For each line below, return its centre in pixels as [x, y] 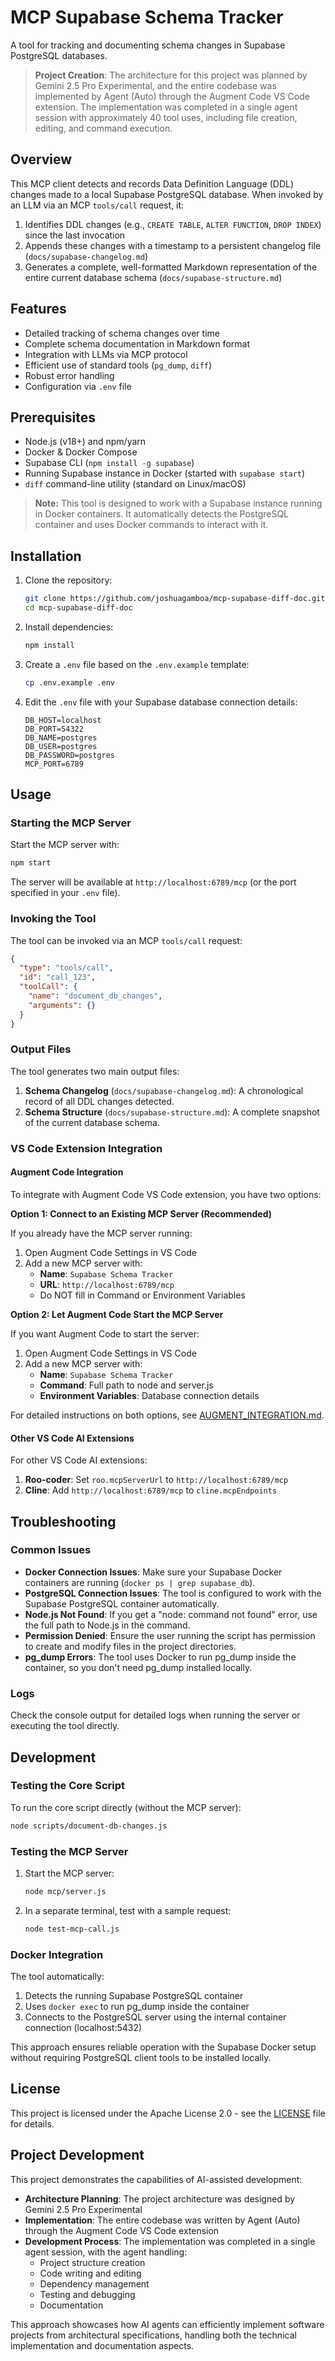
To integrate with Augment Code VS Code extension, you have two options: [166, 1194]
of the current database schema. [92, 1122]
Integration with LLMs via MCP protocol [106, 354]
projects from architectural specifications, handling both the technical [153, 2335]
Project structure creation [92, 2262]
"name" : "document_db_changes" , [95, 996]
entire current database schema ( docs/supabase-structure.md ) [153, 277]
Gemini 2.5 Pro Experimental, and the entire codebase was [155, 85]
